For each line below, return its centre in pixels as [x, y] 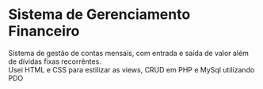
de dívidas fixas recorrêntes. [55, 61]
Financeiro [44, 31]
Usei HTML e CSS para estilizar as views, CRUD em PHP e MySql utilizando [131, 69]
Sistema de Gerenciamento [99, 15]
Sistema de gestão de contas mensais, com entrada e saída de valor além [129, 53]
